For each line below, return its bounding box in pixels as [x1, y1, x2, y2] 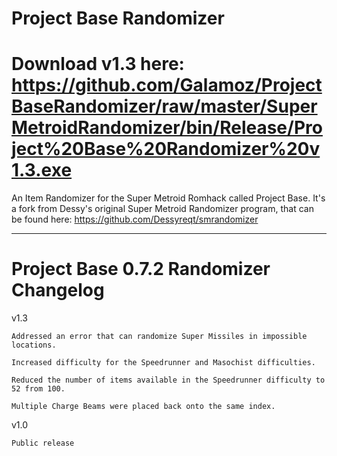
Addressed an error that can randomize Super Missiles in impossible [11, 332, 308, 342]
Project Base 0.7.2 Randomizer [11, 258, 271, 281]
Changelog [11, 279, 105, 302]
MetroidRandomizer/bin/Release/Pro [11, 117, 323, 139]
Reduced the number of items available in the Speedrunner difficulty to [11, 375, 326, 386]
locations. [11, 340, 57, 351]
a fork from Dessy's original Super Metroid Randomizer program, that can [11, 203, 314, 215]
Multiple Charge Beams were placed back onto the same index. [11, 402, 276, 412]
